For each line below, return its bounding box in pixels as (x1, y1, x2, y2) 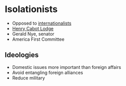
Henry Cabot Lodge (12, 25, 54, 31)
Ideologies (5, 51, 39, 59)
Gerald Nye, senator (12, 31, 54, 37)
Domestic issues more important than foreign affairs (12, 64, 121, 70)
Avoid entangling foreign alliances (12, 69, 83, 75)
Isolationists (5, 4, 58, 15)
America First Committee (12, 36, 65, 42)
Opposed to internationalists (12, 20, 72, 26)
